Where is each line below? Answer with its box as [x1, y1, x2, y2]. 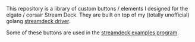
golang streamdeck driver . [6, 18, 71, 24]
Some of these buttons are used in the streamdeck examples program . [6, 29, 180, 36]
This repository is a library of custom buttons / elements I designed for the [6, 5, 188, 12]
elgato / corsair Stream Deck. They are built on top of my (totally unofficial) [6, 11, 190, 18]
